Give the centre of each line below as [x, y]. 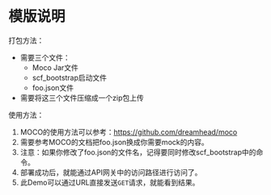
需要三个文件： [45, 57]
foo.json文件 [53, 87]
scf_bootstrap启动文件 [70, 77]
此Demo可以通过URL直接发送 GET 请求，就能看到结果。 [110, 182]
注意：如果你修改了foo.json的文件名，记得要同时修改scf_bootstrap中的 [138, 152]
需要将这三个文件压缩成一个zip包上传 [82, 97]
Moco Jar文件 [55, 67]
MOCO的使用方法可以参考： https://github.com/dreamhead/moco [129, 132]
